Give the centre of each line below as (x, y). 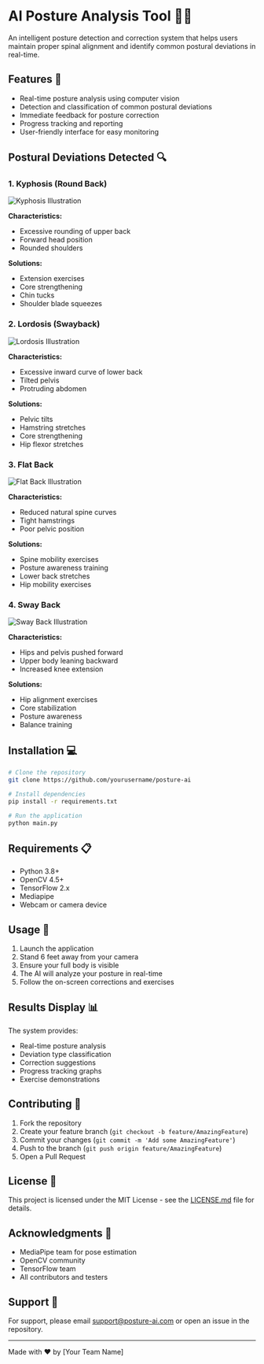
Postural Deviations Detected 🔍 (88, 158)
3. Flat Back (31, 464)
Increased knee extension (61, 669)
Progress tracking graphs (60, 1070)
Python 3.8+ (40, 871)
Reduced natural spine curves (68, 512)
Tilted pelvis (39, 380)
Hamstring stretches (53, 427)
